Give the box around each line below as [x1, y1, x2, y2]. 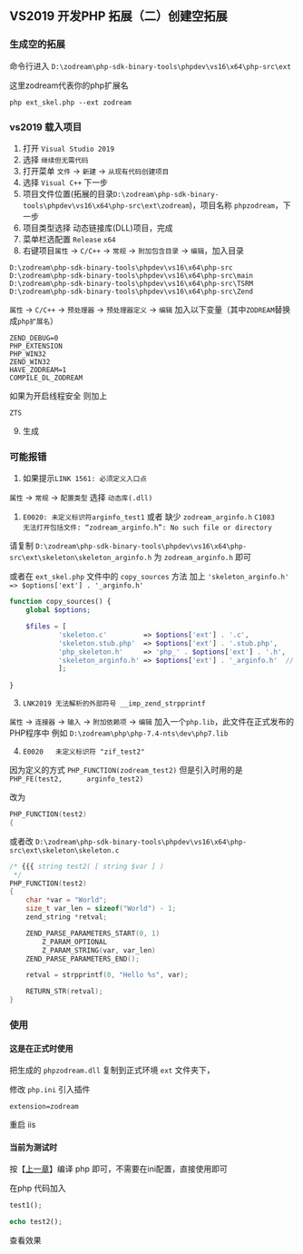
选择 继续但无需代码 [22, 153, 89, 165]
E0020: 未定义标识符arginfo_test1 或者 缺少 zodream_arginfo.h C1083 [22, 511, 275, 522]
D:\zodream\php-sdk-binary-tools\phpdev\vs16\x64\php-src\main [9, 271, 254, 280]
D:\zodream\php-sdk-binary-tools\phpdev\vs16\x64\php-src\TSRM [9, 279, 254, 288]
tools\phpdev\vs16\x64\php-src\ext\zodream [22, 201, 191, 211]
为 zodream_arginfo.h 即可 [153, 552, 252, 563]
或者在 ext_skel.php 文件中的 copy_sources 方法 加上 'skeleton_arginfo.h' [9, 571, 289, 582]
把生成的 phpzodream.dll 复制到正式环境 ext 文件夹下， [9, 1065, 215, 1076]
